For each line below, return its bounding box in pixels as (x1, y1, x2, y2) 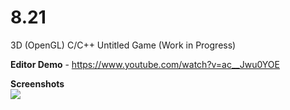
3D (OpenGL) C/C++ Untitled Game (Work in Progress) (10, 39, 237, 51)
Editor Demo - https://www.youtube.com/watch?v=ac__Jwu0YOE (10, 58, 280, 70)
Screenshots (10, 77, 65, 90)
